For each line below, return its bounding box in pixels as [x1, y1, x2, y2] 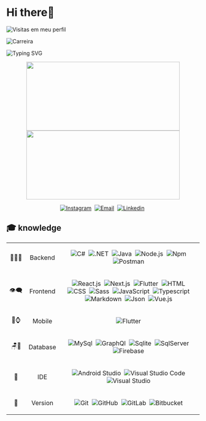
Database [28, 343, 56, 351]
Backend [29, 253, 55, 262]
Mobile [32, 316, 53, 325]
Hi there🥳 [6, 6, 55, 20]
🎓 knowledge [6, 223, 62, 233]
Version [31, 398, 54, 407]
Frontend [29, 287, 56, 296]
